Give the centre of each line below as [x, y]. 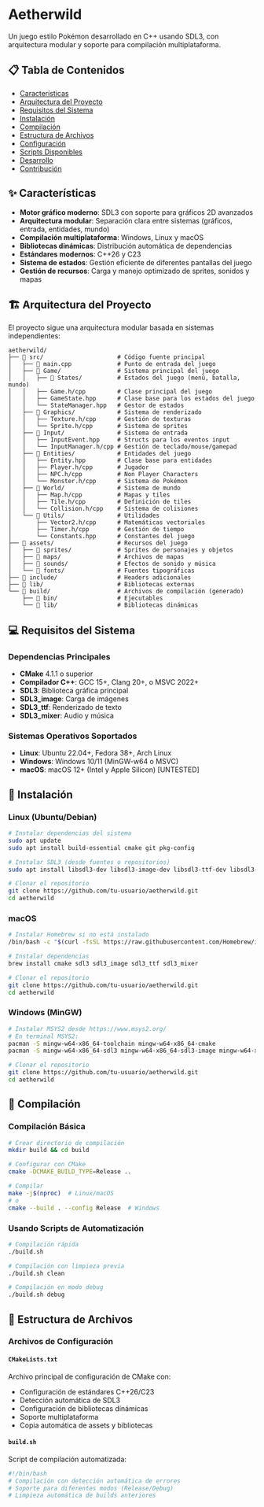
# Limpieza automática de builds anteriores [82, 1496]
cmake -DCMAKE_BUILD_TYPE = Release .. [70, 1172]
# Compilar [26, 1186]
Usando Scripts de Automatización [76, 1228]
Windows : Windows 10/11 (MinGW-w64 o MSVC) [99, 762]
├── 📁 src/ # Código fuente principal [107, 357]
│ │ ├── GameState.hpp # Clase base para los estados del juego [132, 399]
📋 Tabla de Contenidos [66, 70]
